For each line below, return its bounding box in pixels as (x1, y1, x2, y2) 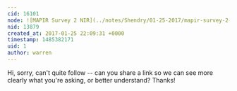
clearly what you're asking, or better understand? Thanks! (7, 76, 176, 84)
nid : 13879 (7, 23, 39, 30)
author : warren (7, 50, 52, 57)
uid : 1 (7, 43, 27, 50)
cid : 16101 (7, 10, 39, 17)
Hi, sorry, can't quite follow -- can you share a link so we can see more (7, 68, 214, 77)
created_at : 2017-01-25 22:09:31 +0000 (7, 29, 125, 37)
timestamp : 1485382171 (7, 36, 74, 43)
